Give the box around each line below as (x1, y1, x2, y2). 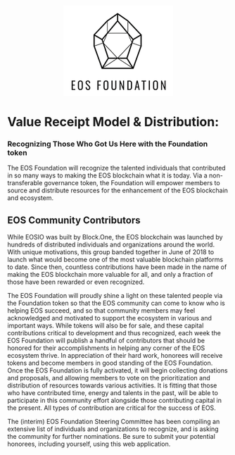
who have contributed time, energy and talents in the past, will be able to (7, 389, 218, 397)
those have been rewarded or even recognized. (7, 278, 145, 287)
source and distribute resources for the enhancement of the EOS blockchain (7, 186, 229, 195)
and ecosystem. (7, 194, 54, 202)
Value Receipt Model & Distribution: (7, 114, 220, 130)
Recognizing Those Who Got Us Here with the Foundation (7, 139, 208, 149)
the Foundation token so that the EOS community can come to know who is (7, 299, 225, 308)
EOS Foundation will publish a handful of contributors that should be (7, 337, 205, 345)
